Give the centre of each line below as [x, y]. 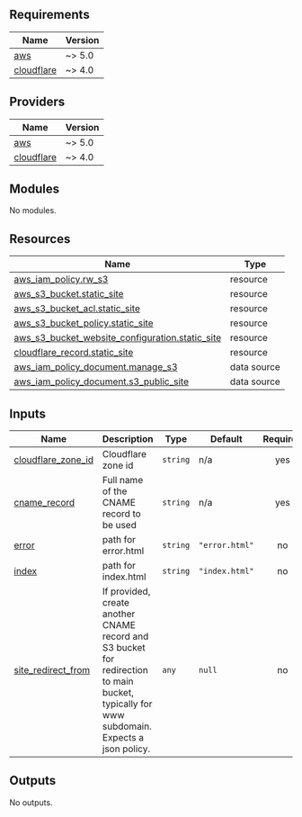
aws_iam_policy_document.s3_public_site [102, 382]
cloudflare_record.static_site [74, 353]
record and [125, 636]
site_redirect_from [52, 670]
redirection [125, 670]
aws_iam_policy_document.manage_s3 [96, 367]
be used [119, 525]
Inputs [28, 413]
